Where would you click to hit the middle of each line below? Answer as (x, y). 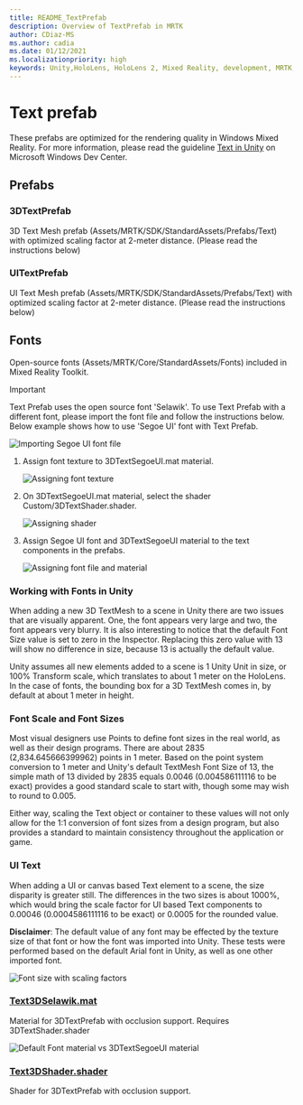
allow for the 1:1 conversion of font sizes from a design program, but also (144, 823)
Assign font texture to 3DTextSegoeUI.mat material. (118, 460)
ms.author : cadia (42, 43)
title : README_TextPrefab (58, 18)
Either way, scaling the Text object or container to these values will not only (150, 813)
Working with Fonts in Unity (71, 590)
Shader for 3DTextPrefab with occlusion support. (100, 1091)
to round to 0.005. (43, 796)
